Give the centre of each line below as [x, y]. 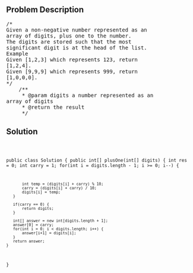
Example [17, 54]
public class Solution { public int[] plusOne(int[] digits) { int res [96, 160]
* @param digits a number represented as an [88, 95]
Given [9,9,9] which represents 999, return [72, 71]
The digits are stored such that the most [69, 42]
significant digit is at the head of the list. [77, 48]
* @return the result [53, 107]
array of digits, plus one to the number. [69, 36]
